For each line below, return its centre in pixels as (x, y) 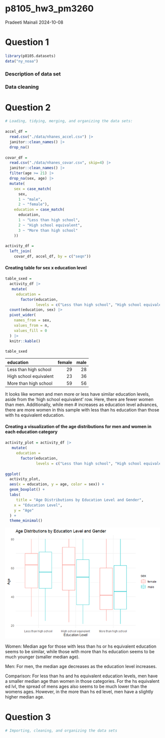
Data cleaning (22, 87)
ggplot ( (13, 474)
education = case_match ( (39, 210)
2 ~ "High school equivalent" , (50, 225)
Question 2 (28, 107)
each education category (31, 432)
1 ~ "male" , (30, 199)
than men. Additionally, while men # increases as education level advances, (82, 405)
